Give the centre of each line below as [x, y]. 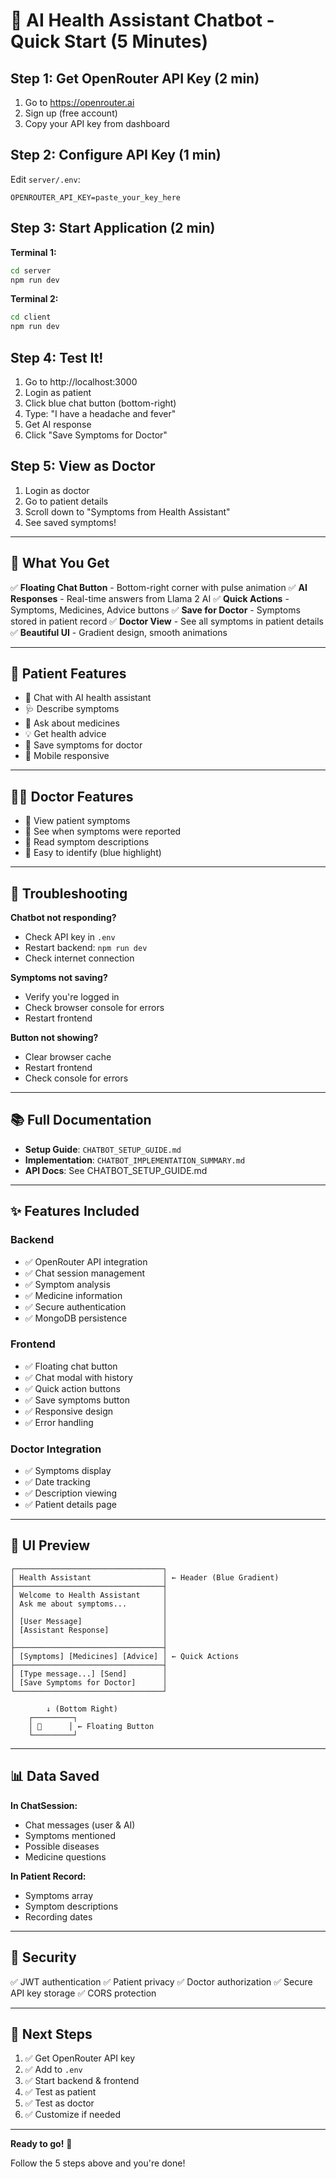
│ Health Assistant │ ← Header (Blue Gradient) [145, 1577]
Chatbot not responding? [63, 917]
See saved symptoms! [70, 522]
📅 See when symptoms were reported [103, 831]
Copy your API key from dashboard [97, 123]
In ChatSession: [44, 1805]
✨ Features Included [75, 1211]
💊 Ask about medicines [72, 723]
